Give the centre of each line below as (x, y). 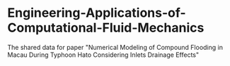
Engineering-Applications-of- (97, 13)
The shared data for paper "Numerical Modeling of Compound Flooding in (115, 47)
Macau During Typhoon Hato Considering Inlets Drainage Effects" (103, 55)
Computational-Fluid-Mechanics (106, 28)
